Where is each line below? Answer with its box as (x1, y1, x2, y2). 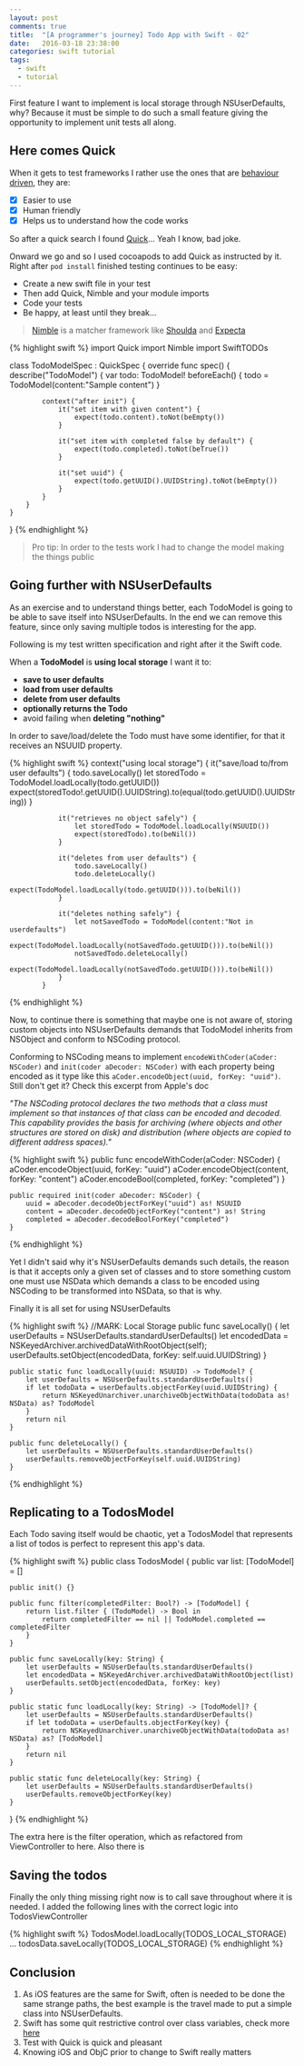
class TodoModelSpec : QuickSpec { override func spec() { (9, 360, 230, 371)
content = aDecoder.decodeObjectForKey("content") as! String (25, 1206, 266, 1216)
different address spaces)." (9, 1136, 112, 1147)
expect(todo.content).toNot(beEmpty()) (74, 413, 225, 422)
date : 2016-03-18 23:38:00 (9, 38, 120, 48)
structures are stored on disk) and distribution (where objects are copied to (9, 1126, 292, 1137)
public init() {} (9, 1583, 75, 1592)
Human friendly (22, 205, 82, 215)
